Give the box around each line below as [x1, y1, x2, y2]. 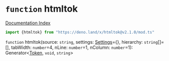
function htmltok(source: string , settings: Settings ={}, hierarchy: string [5, 39, 158, 45]
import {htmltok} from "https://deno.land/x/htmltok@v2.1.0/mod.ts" [5, 29, 155, 35]
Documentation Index [5, 20, 51, 26]
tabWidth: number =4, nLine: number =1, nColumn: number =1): [11, 44, 133, 50]
